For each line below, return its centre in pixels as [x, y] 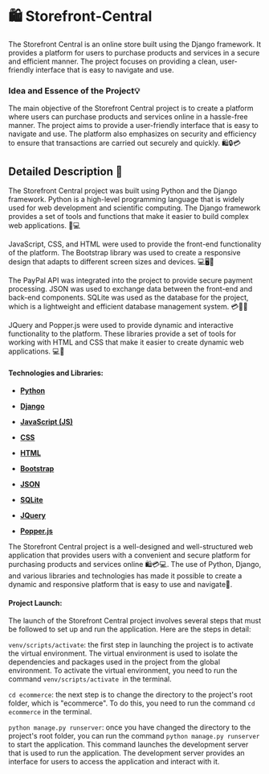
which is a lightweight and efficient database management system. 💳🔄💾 [128, 307]
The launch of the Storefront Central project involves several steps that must [135, 621]
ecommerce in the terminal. [50, 712]
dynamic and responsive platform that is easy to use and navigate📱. [120, 585]
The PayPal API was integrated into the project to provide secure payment [130, 280]
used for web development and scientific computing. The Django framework [134, 208]
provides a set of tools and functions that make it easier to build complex [128, 217]
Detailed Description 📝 [65, 171]
